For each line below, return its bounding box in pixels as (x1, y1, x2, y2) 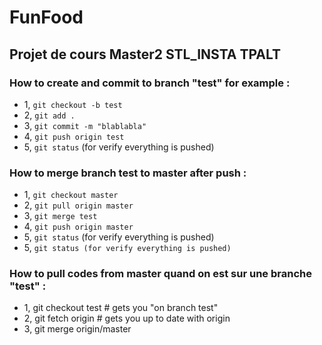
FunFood (9, 6, 84, 29)
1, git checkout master (23, 189, 119, 201)
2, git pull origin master (23, 199, 134, 211)
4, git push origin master (23, 221, 134, 233)
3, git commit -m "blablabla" (23, 119, 147, 131)
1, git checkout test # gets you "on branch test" (23, 302, 219, 314)
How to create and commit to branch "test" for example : (9, 76, 291, 90)
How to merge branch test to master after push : (9, 166, 247, 180)
